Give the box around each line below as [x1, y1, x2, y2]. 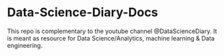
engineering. [7, 41, 43, 49]
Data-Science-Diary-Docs [7, 5, 158, 20]
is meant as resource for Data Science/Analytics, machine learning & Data [7, 34, 215, 42]
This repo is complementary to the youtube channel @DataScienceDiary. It [7, 27, 217, 35]
